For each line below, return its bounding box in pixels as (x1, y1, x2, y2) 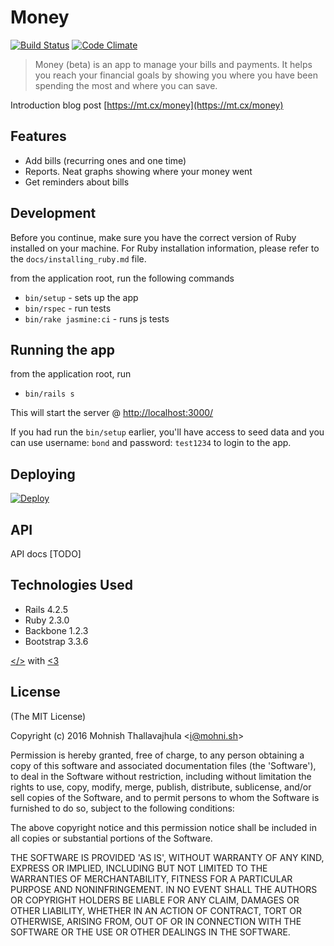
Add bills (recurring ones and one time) (24, 154, 187, 166)
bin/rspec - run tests (24, 302, 112, 314)
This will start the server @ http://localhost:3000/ (10, 407, 214, 419)
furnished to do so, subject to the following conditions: (10, 802, 235, 814)
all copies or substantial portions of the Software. (10, 832, 213, 844)
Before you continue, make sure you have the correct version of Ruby (10, 231, 297, 243)
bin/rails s (24, 389, 75, 400)
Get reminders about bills (24, 176, 130, 188)
